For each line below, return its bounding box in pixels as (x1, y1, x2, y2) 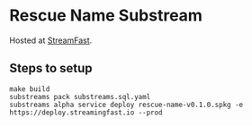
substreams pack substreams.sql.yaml (9, 92, 151, 101)
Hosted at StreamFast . (9, 35, 93, 46)
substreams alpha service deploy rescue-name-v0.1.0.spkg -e (9, 100, 244, 109)
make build (9, 84, 50, 94)
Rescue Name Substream (9, 5, 202, 26)
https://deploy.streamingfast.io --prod (9, 108, 164, 117)
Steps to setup (9, 61, 93, 76)
